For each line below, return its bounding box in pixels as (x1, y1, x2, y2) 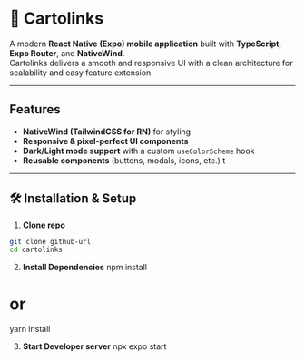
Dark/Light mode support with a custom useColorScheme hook (22, 145, 255, 156)
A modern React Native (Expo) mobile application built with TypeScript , (9, 38, 281, 49)
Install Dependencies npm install (22, 262, 148, 273)
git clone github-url (9, 237, 92, 246)
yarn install (9, 324, 51, 335)
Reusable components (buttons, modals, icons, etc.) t (22, 154, 226, 166)
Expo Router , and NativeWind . (9, 47, 125, 58)
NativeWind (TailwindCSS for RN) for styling (22, 126, 192, 137)
